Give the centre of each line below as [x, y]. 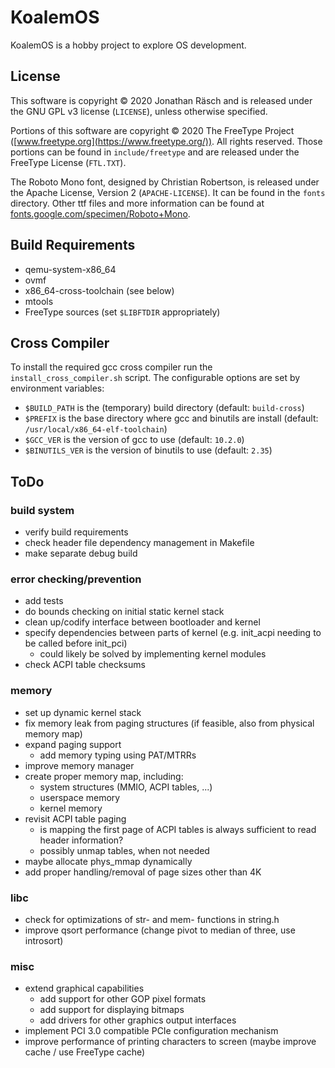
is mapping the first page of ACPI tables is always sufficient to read [178, 829]
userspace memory [80, 797]
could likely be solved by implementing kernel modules [153, 654]
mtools [39, 301]
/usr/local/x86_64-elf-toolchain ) [96, 429]
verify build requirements [76, 532]
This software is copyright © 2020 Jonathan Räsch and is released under [161, 100]
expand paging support [73, 744]
